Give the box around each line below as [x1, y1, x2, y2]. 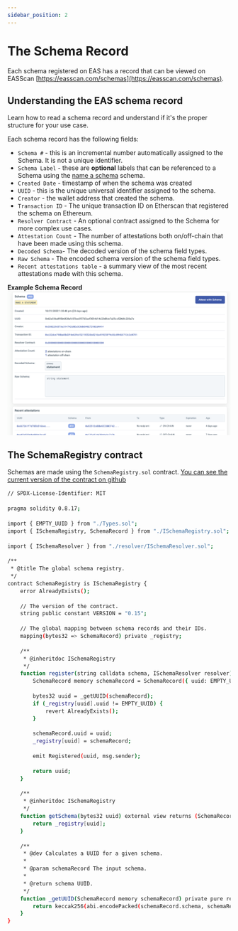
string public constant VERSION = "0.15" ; [20, 610, 147, 617]
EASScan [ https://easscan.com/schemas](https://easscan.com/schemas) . [7, 74, 225, 83]
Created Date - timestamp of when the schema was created [17, 179, 193, 188]
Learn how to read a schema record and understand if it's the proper [7, 114, 208, 122]
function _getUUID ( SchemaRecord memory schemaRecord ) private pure [20, 895, 223, 903]
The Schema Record [7, 43, 129, 59]
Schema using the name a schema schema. [17, 171, 145, 180]
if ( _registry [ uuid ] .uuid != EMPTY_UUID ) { [33, 700, 163, 707]
